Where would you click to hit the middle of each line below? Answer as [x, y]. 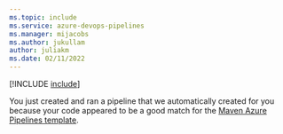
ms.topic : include [43, 17]
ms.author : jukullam [47, 42]
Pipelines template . [44, 120]
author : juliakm [39, 51]
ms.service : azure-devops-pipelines [77, 26]
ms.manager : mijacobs [49, 34]
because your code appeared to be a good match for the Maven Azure [138, 110]
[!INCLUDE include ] [45, 84]
